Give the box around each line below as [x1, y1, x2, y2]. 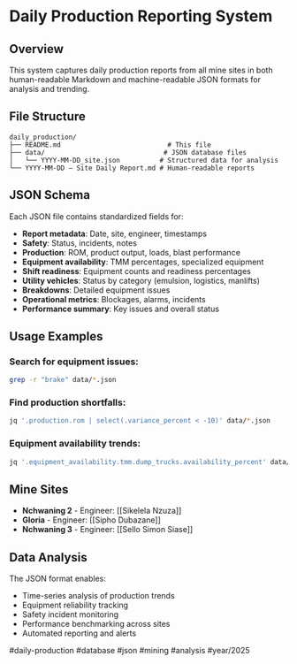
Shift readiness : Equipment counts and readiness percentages [21, 265, 252, 276]
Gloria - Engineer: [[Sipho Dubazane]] [21, 515, 161, 525]
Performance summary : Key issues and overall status [21, 303, 219, 314]
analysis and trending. [9, 84, 90, 94]
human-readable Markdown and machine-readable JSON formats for [9, 74, 261, 85]
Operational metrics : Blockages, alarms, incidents [21, 294, 206, 304]
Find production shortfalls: [9, 396, 126, 408]
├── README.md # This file [9, 140, 212, 149]
